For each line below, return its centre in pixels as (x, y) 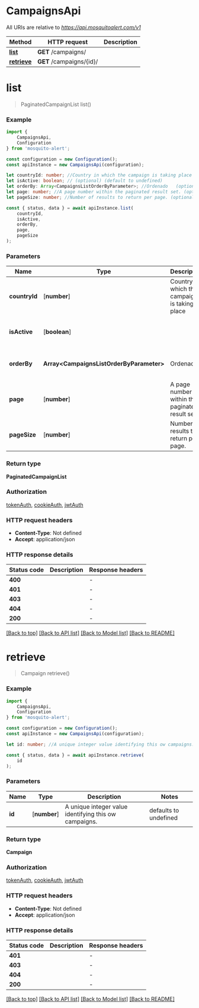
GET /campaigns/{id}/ (68, 62)
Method (20, 41)
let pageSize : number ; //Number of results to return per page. (87, 197)
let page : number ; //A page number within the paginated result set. (94, 192)
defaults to (164, 810)
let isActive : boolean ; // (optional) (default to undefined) (84, 181)
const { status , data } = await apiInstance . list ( (70, 208)
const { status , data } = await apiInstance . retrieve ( (75, 755)
